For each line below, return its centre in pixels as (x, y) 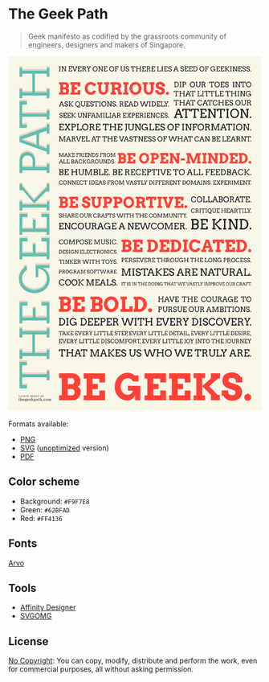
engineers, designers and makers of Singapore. (107, 44)
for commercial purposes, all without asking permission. (101, 669)
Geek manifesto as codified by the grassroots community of (127, 36)
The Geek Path (58, 14)
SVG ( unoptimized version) (65, 448)
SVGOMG (36, 616)
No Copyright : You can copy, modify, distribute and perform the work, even (133, 661)
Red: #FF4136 (41, 518)
